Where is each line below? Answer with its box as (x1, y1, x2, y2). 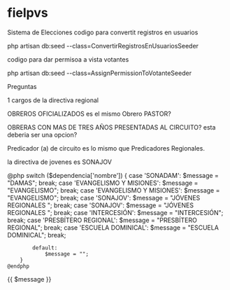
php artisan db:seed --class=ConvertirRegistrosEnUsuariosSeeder (7, 41, 199, 50)
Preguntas (7, 82, 37, 90)
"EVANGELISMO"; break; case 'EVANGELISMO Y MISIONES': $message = (7, 186, 220, 194)
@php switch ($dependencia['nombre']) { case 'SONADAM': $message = (7, 171, 219, 179)
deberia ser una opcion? (7, 130, 78, 139)
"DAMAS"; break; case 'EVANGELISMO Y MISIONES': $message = (7, 179, 199, 187)
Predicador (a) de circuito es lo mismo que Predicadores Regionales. (7, 144, 205, 152)
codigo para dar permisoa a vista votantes (7, 55, 129, 64)
